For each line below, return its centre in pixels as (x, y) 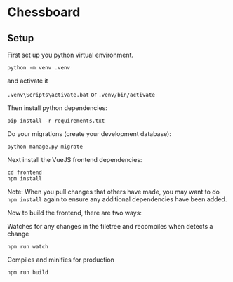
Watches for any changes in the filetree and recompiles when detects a (110, 226)
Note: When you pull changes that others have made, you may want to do (113, 192)
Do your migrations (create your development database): (89, 134)
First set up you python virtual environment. (71, 55)
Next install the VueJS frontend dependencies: (75, 160)
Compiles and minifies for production (61, 260)
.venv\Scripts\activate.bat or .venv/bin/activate (81, 94)
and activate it (28, 81)
